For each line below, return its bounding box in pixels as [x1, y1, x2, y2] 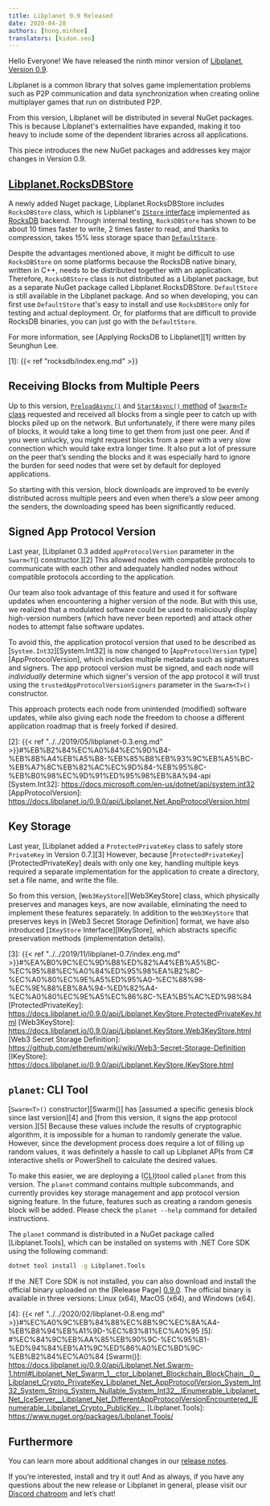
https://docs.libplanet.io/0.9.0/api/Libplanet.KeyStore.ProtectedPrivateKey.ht [8, 1009, 262, 1018]
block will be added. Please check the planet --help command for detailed [8, 1206, 257, 1215]
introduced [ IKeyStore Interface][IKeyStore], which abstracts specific [8, 924, 237, 934]
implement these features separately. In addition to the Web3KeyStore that [8, 908, 249, 917]
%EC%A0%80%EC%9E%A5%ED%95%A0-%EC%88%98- [8, 974, 207, 984]
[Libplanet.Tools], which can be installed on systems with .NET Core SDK [8, 1238, 251, 1247]
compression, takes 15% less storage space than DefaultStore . [8, 233, 218, 243]
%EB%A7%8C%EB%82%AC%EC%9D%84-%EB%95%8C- [8, 762, 207, 772]
